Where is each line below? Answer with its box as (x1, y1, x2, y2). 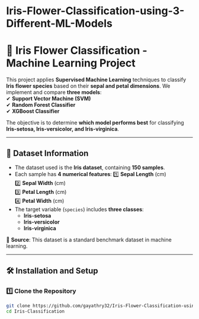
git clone (6, 302, 31, 309)
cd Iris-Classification (6, 308, 65, 314)
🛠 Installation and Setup (6, 266, 98, 276)
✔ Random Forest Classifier (6, 101, 76, 109)
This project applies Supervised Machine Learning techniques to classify (6, 76, 187, 84)
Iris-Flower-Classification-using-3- (6, 4, 185, 18)
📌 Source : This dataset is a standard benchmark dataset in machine (6, 236, 172, 243)
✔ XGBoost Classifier (6, 108, 60, 115)
